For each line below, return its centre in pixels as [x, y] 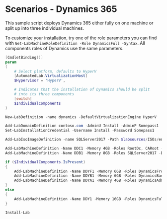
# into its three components [44, 94]
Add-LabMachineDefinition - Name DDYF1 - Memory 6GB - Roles [75, 171]
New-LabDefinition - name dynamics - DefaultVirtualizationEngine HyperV [81, 117]
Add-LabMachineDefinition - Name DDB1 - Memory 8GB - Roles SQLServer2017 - [83, 153]
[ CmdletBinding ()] [24, 57]
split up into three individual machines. [45, 28]
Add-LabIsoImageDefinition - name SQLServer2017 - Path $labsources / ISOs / [82, 140]
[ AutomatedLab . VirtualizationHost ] [51, 76]
